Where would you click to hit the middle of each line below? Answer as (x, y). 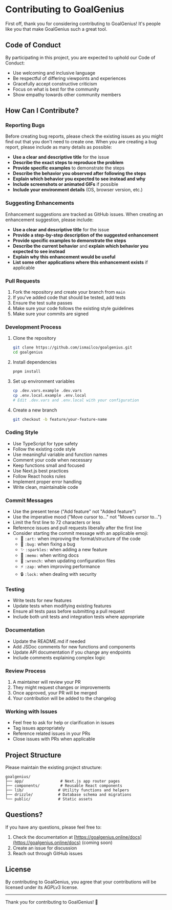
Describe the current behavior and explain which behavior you (80, 246)
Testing (15, 589)
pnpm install (27, 372)
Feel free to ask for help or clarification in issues (63, 723)
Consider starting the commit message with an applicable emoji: (80, 533)
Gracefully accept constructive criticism (55, 83)
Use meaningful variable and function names (60, 454)
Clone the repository (34, 338)
